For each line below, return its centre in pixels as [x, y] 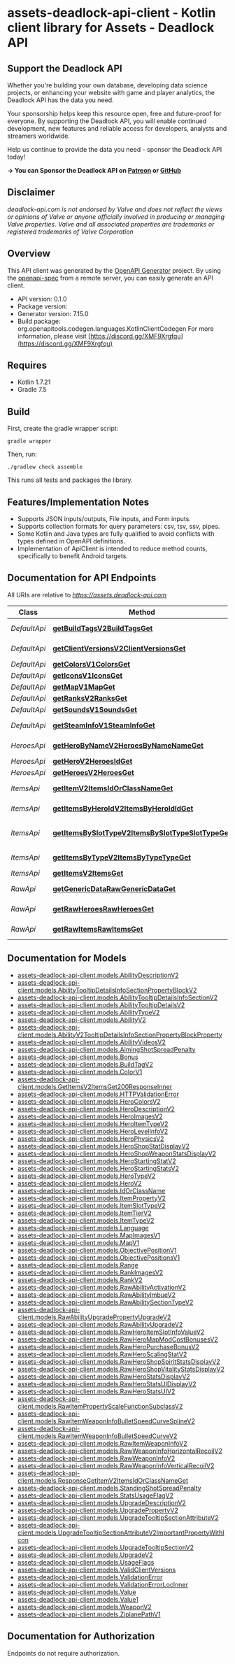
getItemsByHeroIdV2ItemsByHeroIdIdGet [123, 808]
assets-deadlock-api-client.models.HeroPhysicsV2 [91, 1139]
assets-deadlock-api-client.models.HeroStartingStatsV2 [98, 1168]
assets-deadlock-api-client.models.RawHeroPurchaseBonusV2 [108, 1346]
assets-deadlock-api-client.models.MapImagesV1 [89, 1235]
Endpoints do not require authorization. [64, 1653]
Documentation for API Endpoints [82, 578]
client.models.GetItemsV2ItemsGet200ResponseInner [95, 1086]
